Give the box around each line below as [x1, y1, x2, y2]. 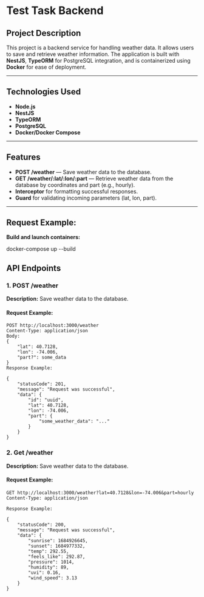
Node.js [15, 103, 36, 110]
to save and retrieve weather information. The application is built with [6, 51, 180, 58]
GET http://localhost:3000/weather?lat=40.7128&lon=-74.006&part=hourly [6, 489, 194, 496]
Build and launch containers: [6, 234, 81, 241]
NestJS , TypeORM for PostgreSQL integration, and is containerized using [6, 57, 191, 64]
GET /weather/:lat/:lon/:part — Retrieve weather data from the [15, 175, 174, 182]
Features [6, 152, 41, 162]
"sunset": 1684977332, [28, 543, 86, 549]
